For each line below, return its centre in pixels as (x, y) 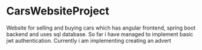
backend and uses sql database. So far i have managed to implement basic (100, 34)
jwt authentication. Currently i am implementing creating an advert (89, 40)
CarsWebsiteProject (58, 11)
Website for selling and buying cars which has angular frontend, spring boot (101, 28)
